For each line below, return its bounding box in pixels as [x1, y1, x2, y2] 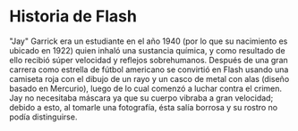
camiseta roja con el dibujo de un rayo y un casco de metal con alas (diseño [9, 73, 290, 84]
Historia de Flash [9, 6, 137, 27]
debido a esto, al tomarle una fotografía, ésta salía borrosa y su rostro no [9, 102, 278, 112]
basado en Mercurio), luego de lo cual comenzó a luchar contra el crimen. [9, 83, 283, 94]
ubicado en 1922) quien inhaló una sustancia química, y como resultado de [9, 45, 285, 55]
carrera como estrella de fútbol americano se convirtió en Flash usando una [9, 64, 289, 75]
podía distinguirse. [9, 111, 78, 122]
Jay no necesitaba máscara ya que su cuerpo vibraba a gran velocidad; [9, 92, 274, 103]
